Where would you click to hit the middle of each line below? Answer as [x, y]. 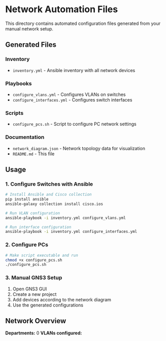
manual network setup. [29, 28]
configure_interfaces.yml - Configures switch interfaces [72, 99]
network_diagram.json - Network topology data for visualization [79, 148]
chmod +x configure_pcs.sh [34, 260]
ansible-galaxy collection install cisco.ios [54, 204]
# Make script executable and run [42, 255]
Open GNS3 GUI [30, 289]
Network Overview [36, 321]
